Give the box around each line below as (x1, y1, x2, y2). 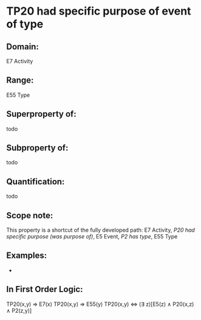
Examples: (6, 251, 47, 261)
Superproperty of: (6, 109, 77, 119)
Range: (6, 75, 34, 86)
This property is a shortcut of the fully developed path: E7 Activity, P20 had (6, 226, 196, 234)
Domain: (6, 41, 39, 52)
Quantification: (6, 176, 65, 187)
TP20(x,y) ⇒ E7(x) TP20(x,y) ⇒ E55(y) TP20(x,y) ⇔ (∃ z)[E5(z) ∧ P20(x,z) (6, 300, 194, 308)
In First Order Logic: (6, 284, 83, 294)
